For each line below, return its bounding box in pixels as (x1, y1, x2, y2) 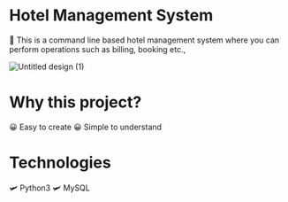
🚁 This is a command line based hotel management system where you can (9, 35, 280, 45)
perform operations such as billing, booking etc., (9, 43, 186, 54)
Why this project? (9, 92, 142, 113)
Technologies (9, 152, 112, 173)
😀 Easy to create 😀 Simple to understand (9, 121, 162, 132)
